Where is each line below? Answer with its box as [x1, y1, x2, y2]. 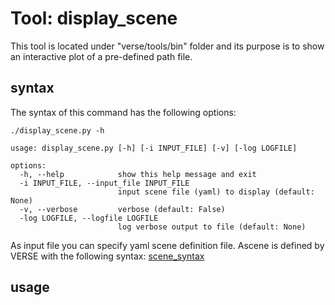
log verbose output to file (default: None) [117, 222, 307, 232]
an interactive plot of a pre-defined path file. [10, 50, 193, 62]
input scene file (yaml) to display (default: [117, 187, 315, 197]
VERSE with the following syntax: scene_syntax [10, 250, 205, 262]
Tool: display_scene [10, 7, 178, 30]
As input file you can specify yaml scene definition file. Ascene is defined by [10, 239, 325, 251]
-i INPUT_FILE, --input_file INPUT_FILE [19, 178, 190, 188]
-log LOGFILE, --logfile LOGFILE [19, 213, 159, 223]
